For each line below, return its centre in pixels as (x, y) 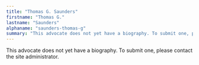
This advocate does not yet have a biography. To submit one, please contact (99, 50)
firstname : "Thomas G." (36, 17)
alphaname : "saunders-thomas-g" (46, 28)
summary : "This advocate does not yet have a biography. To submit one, (98, 34)
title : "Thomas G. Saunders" (42, 12)
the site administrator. (33, 57)
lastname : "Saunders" (33, 22)
